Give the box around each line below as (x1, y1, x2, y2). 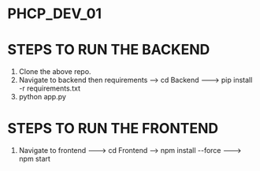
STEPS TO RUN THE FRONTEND (7, 120, 219, 138)
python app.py (18, 92, 66, 102)
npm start (18, 154, 50, 164)
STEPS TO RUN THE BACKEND (7, 41, 210, 59)
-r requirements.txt (18, 84, 80, 93)
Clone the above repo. (18, 67, 91, 76)
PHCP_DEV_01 (7, 5, 102, 23)
